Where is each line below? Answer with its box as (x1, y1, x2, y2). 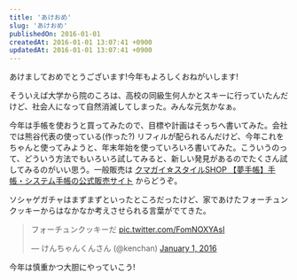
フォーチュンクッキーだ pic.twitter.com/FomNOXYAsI (30, 224, 225, 235)
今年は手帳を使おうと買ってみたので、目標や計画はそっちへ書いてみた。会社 (9, 121, 288, 131)
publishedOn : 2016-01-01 (9, 29, 101, 38)
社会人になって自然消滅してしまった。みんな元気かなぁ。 (32, 101, 241, 112)
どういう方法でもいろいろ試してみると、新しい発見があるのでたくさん (24, 153, 281, 164)
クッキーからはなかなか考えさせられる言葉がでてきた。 (9, 206, 211, 216)
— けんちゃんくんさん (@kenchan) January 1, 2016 (30, 243, 217, 253)
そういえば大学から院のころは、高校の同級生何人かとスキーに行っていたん (9, 90, 281, 101)
